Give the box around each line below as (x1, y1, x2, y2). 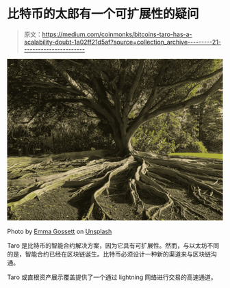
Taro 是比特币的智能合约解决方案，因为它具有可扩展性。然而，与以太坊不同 (7, 241, 220, 250)
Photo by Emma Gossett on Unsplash (7, 227, 112, 235)
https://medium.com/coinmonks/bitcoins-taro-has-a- (42, 30, 193, 38)
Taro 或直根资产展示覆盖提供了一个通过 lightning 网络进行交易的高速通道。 (7, 273, 217, 281)
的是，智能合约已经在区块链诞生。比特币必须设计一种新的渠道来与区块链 (7, 250, 211, 258)
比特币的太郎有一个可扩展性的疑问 (7, 6, 200, 22)
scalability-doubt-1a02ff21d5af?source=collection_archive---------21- (23, 38, 221, 46)
